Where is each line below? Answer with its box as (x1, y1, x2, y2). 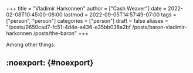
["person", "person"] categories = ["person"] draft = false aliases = (6, 18, 168, 24)
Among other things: (6, 41, 56, 48)
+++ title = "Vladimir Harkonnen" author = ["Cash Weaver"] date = (6, 5, 167, 12)
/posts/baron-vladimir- (131, 23, 187, 30)
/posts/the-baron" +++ (33, 30, 89, 37)
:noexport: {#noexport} (6, 58, 94, 68)
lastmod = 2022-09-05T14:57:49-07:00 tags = (63, 11, 177, 18)
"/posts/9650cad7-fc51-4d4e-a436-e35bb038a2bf (6, 23, 131, 30)
